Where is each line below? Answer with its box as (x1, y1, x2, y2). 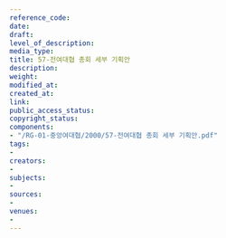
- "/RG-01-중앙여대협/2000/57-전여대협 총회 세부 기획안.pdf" (9, 131, 219, 140)
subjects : (9, 173, 47, 182)
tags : (9, 139, 30, 148)
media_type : (9, 47, 54, 56)
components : (9, 123, 54, 132)
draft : (9, 30, 34, 39)
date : (9, 22, 30, 31)
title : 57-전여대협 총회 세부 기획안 (9, 55, 131, 64)
